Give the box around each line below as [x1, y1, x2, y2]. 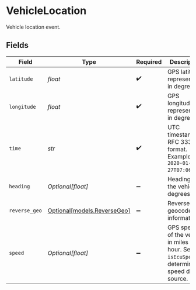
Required [136, 57, 162, 65]
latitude [9, 75, 33, 82]
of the [167, 230, 184, 239]
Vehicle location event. [6, 23, 61, 30]
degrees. [167, 189, 192, 198]
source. [167, 274, 188, 282]
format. [167, 145, 188, 153]
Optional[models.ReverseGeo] [47, 206, 131, 215]
